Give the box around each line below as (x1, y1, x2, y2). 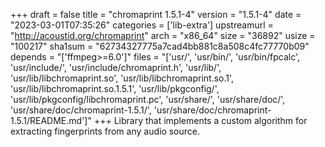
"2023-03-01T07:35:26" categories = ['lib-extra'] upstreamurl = (10, 19, 274, 31)
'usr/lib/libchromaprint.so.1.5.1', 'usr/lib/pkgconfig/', (10, 83, 220, 94)
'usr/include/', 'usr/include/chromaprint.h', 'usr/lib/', (10, 62, 222, 73)
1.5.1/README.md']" (10, 115, 92, 126)
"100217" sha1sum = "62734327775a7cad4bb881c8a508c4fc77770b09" (10, 40, 310, 52)
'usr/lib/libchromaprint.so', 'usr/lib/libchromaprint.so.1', (10, 72, 235, 84)
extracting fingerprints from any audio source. (10, 125, 201, 137)
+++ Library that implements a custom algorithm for (93, 115, 308, 126)
